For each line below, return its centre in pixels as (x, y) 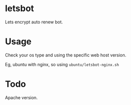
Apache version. (21, 97)
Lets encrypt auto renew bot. (34, 22)
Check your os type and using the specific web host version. (66, 55)
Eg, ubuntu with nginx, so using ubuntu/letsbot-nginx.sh (62, 64)
